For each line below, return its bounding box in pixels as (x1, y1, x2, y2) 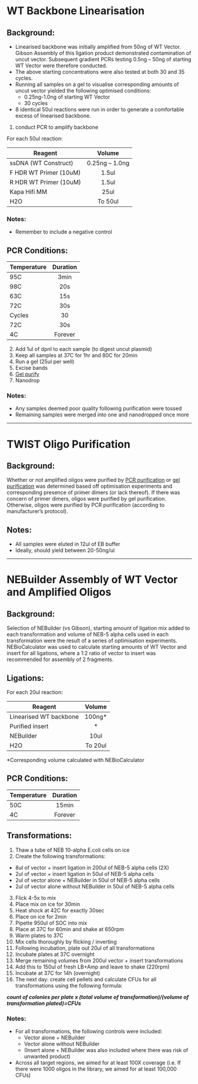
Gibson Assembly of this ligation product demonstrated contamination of (15, 50, 192, 57)
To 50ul (97, 198, 119, 205)
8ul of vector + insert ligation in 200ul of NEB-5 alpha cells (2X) (15, 864, 169, 871)
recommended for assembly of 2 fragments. (6, 656, 114, 663)
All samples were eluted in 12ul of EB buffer (15, 541, 120, 548)
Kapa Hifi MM (9, 188, 48, 196)
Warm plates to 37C (15, 932, 63, 939)
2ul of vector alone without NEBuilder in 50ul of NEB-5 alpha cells (15, 883, 175, 890)
